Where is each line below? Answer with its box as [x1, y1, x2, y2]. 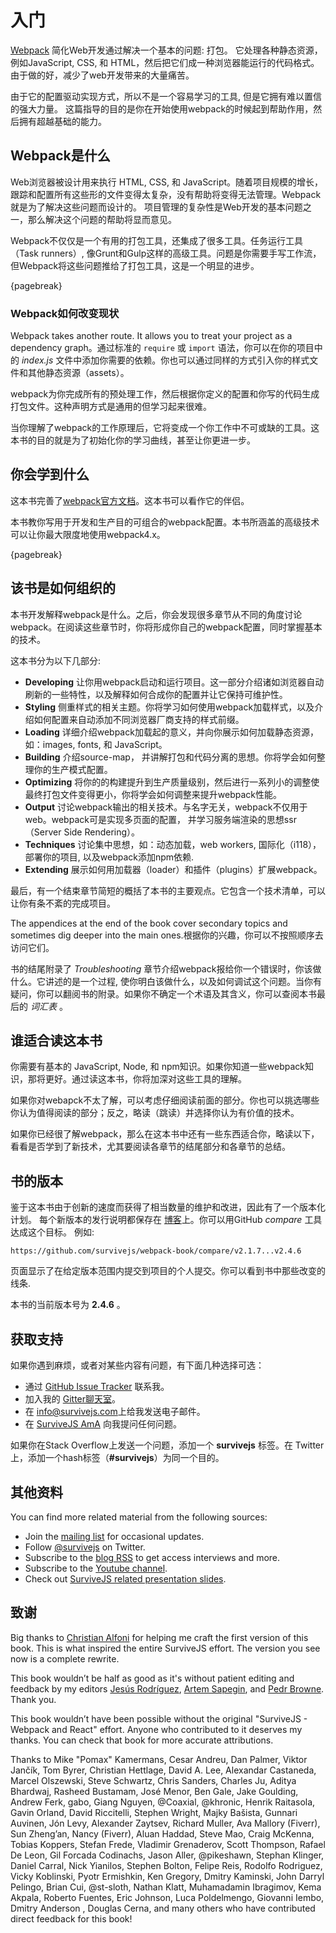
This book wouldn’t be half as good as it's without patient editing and [10, 1672, 295, 1684]
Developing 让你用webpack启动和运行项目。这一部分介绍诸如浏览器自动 [24, 676, 325, 688]
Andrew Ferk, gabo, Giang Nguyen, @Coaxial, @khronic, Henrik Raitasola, [10, 1796, 316, 1808]
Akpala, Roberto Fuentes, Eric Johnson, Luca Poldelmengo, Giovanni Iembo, [10, 1891, 325, 1903]
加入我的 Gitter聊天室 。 [24, 1393, 122, 1405]
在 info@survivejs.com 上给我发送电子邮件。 [24, 1406, 206, 1418]
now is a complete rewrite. [10, 1652, 120, 1665]
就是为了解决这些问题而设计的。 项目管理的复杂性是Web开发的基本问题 [10, 201, 303, 213]
